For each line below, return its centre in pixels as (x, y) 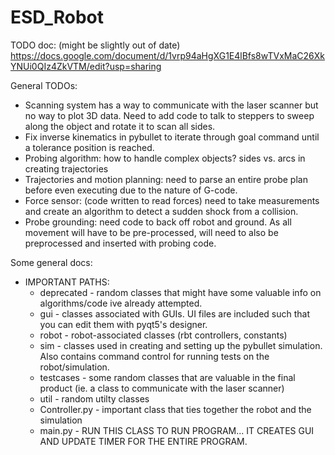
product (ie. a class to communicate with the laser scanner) (162, 388)
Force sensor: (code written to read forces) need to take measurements (172, 200)
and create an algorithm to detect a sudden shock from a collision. (161, 211)
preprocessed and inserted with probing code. (120, 243)
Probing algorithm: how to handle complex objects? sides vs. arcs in (165, 158)
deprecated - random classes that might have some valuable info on (180, 292)
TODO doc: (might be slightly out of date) (95, 45)
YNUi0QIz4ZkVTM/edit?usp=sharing (86, 66)
